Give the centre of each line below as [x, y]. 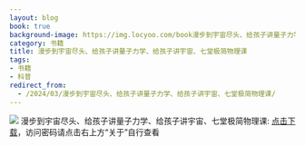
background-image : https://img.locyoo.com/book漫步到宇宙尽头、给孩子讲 [142, 34]
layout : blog [34, 18]
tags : [20, 60]
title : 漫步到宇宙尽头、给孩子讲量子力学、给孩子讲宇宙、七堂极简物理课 [128, 52]
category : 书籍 [37, 43]
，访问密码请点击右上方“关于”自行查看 [89, 131]
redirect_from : [38, 85]
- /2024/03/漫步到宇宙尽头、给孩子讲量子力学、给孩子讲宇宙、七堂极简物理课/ [147, 93]
